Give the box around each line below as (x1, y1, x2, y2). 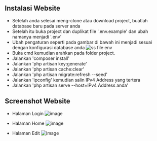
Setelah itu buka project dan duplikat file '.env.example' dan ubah (12, 28, 148, 34)
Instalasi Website (5, 4, 60, 13)
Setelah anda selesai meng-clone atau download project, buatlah (12, 17, 148, 23)
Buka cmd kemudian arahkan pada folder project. (12, 50, 115, 56)
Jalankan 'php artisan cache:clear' (12, 66, 85, 72)
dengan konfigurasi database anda (12, 44, 85, 50)
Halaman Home (12, 120, 45, 126)
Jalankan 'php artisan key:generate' (12, 60, 87, 66)
